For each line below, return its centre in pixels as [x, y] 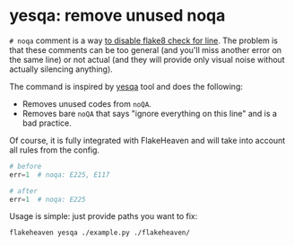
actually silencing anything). [61, 69]
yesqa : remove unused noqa [117, 16]
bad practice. [47, 123]
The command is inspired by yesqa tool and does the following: [126, 86]
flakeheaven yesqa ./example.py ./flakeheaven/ [100, 233]
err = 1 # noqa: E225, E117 [60, 175]
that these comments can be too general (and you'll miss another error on [146, 49]
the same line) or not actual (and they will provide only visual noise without [147, 59]
